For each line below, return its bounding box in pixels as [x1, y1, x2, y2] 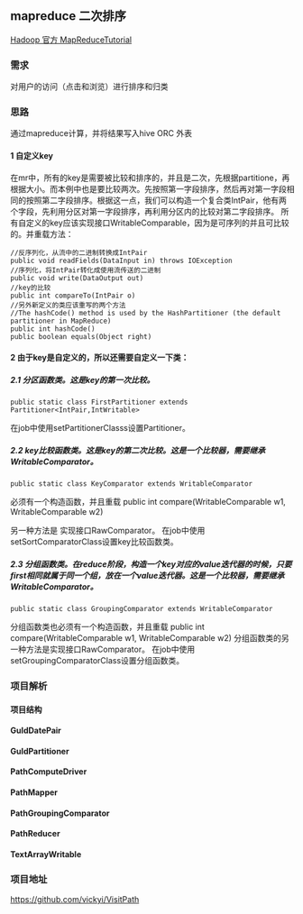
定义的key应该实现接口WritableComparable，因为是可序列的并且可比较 [25, 217, 289, 228]
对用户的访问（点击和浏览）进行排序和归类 [10, 81, 169, 92]
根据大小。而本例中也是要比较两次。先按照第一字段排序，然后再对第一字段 [10, 183, 287, 194]
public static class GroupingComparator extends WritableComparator [10, 605, 273, 614]
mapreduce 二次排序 [10, 8, 127, 24]
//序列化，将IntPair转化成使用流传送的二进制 [10, 265, 161, 275]
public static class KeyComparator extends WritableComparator [10, 480, 253, 489]
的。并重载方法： [10, 228, 74, 239]
